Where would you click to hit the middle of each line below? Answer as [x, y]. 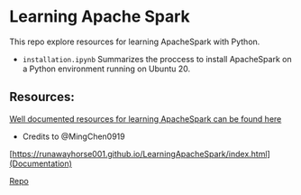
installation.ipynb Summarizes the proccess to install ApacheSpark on [157, 59]
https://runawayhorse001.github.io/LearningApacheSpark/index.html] [141, 153]
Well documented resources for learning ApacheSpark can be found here [146, 118]
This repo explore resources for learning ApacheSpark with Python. [135, 42]
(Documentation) [41, 163]
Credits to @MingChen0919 [73, 136]
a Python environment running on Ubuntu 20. [106, 69]
